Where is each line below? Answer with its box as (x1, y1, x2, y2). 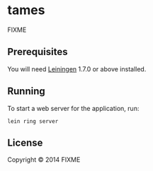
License (7, 136, 43, 148)
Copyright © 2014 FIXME (7, 155, 81, 164)
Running (7, 85, 46, 98)
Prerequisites (7, 46, 68, 58)
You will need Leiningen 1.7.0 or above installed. (7, 64, 147, 73)
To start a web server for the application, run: (7, 104, 140, 112)
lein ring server (7, 117, 59, 125)
